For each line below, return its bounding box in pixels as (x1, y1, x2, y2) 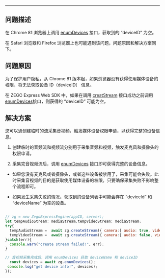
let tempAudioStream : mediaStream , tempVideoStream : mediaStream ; (5, 219, 141, 224)
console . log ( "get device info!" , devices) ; (7, 264, 98, 269)
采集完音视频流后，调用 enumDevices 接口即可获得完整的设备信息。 (12, 161, 150, 167)
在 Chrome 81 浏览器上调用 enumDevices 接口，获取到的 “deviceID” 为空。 (5, 29, 157, 35)
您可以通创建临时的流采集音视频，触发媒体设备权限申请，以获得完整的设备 (5, 128, 156, 134)
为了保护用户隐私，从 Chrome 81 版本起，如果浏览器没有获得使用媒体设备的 (5, 75, 159, 81)
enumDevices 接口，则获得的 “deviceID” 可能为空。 (5, 98, 109, 104)
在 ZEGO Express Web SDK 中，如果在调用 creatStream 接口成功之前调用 (5, 92, 153, 98)
